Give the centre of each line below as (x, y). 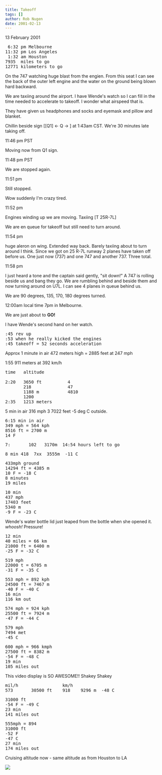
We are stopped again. (28, 170)
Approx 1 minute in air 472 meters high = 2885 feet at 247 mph (69, 353)
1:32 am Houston (27, 57)
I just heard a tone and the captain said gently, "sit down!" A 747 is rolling (80, 276)
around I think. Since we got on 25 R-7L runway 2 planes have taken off (78, 251)
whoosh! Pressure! (24, 527)
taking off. (15, 131)
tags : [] (14, 14)
